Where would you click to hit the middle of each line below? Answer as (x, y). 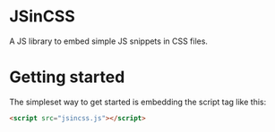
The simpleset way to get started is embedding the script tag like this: (138, 102)
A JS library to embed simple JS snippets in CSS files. (109, 41)
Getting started (67, 77)
